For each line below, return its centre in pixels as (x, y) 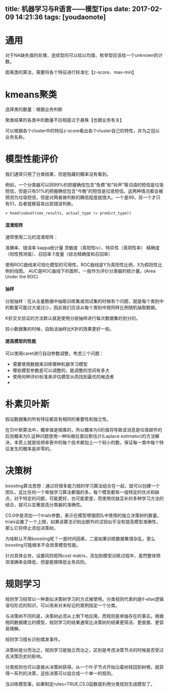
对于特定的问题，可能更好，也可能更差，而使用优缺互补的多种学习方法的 (89, 498)
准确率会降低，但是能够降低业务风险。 (49, 562)
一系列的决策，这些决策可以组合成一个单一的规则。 (62, 673)
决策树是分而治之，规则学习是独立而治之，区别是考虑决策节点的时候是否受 (82, 650)
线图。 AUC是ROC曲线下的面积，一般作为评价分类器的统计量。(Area (85, 271)
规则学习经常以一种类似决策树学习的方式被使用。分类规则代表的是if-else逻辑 (84, 599)
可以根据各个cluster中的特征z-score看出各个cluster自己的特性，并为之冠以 (82, 131)
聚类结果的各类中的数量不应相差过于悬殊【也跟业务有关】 (65, 120)
